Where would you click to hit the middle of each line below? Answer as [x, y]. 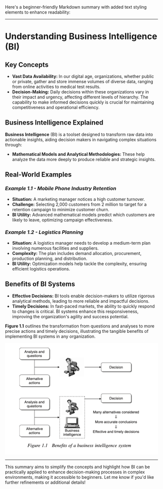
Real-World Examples [38, 175]
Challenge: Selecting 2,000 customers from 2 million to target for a [79, 204]
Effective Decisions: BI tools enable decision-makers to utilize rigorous [83, 296]
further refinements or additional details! [45, 482]
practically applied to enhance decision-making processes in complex [75, 472]
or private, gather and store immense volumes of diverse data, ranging [83, 81]
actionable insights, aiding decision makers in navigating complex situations [81, 139]
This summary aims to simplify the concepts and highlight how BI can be [78, 467]
